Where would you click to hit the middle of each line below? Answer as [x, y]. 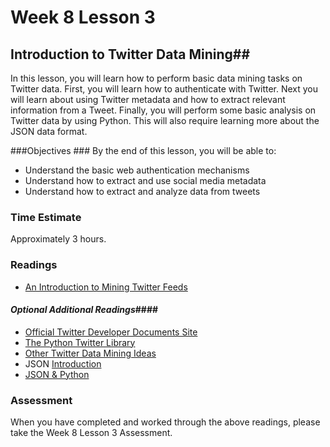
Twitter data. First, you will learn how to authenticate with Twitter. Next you [164, 89]
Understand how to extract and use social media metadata [145, 180]
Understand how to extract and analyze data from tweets [142, 191]
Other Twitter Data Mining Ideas [90, 353]
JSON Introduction [63, 363]
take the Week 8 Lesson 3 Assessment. [91, 433]
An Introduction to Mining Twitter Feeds [106, 287]
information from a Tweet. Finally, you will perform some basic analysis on [163, 110]
